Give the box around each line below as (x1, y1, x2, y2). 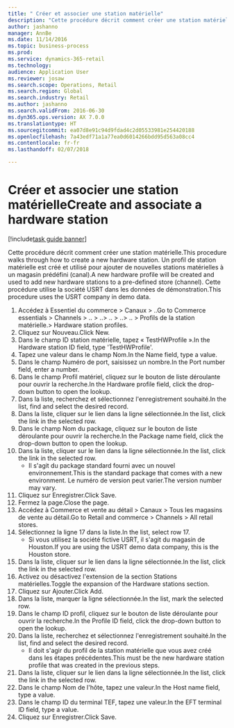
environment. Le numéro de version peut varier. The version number (28, 476, 222, 484)
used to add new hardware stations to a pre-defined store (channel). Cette (8, 278, 221, 286)
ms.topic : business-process (8, 42, 90, 49)
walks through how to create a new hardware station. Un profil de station (8, 255, 217, 264)
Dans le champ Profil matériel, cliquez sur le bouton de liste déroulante (17, 372, 221, 381)
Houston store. (28, 550, 72, 558)
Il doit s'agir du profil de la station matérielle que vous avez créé (28, 646, 212, 654)
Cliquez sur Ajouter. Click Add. (17, 587, 103, 595)
